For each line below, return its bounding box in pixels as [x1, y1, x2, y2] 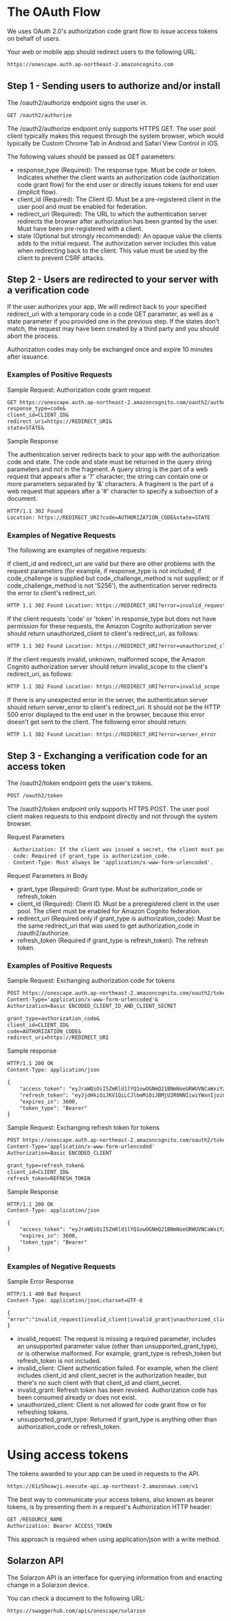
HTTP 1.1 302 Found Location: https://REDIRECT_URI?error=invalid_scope [7, 683, 220, 690]
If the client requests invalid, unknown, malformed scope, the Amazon [7, 655, 206, 663]
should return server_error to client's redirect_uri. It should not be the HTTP [7, 703, 221, 711]
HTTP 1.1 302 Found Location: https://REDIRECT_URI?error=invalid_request [7, 602, 226, 609]
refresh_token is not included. [16, 1357, 102, 1365]
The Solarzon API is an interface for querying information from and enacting [7, 1573, 222, 1582]
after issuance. [7, 352, 49, 361]
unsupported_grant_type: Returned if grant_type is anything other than [16, 1415, 217, 1424]
